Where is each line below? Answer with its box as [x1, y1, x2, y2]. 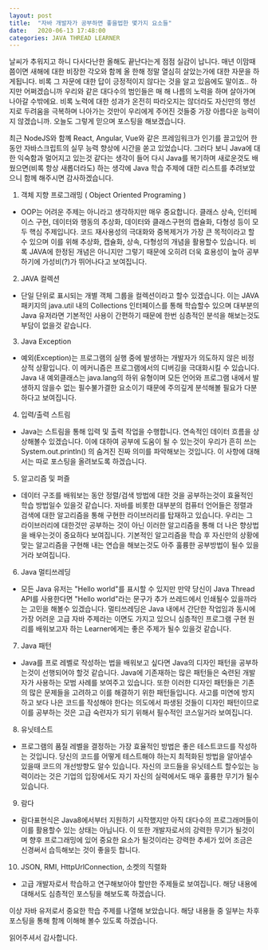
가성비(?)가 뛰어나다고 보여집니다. [41, 257, 147, 267]
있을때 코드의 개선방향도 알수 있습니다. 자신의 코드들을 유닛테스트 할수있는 [20, 762, 251, 771]
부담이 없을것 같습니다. [20, 320, 92, 331]
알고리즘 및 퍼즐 [20, 473, 70, 483]
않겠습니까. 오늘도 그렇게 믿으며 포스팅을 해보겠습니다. [17, 116, 186, 126]
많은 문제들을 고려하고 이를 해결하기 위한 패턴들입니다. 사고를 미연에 [29, 688, 240, 697]
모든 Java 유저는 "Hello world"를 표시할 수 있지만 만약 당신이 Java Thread [20, 584, 255, 594]
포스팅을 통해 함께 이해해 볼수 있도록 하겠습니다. [9, 916, 159, 925]
